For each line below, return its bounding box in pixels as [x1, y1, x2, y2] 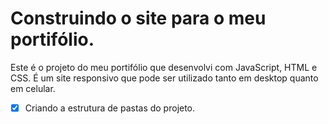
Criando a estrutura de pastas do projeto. [24, 102, 196, 114]
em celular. [10, 82, 56, 94]
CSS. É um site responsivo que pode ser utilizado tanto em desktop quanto [10, 72, 319, 84]
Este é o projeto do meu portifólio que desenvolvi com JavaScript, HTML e [10, 61, 318, 73]
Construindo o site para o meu [10, 7, 267, 30]
